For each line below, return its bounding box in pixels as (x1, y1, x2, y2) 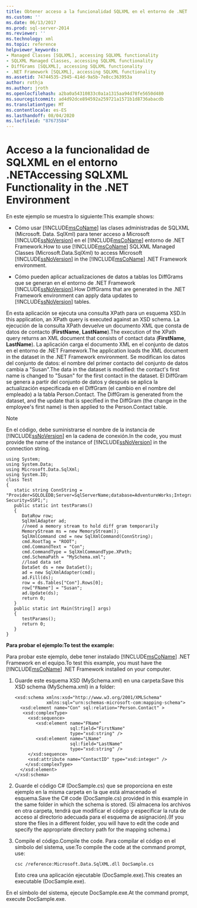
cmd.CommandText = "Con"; (21, 544, 85, 550)
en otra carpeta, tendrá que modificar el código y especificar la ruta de (14, 807, 186, 814)
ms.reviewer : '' (6, 31, 46, 36)
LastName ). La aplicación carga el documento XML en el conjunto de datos (6, 341, 189, 348)
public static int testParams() (13, 503, 93, 509)
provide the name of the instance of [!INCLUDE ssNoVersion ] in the (6, 439, 167, 446)
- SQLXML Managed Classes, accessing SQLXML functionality (6, 58, 154, 64)
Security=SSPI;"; (6, 498, 49, 504)
